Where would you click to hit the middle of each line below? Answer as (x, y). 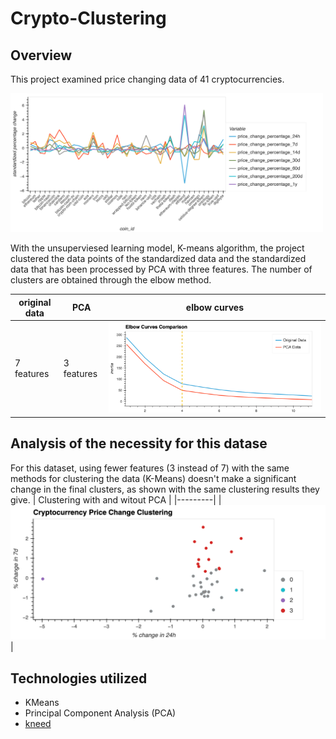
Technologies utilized (79, 678)
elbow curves (215, 308)
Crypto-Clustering (88, 18)
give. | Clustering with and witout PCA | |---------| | (116, 499)
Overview (41, 55)
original (35, 302)
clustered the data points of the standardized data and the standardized (158, 259)
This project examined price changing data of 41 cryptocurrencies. (147, 79)
